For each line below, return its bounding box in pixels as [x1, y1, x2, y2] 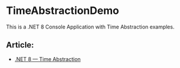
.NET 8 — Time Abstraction [14, 55, 81, 62]
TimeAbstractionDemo [6, 4, 119, 17]
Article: [6, 40, 34, 50]
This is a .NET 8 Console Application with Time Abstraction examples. [6, 23, 175, 30]
